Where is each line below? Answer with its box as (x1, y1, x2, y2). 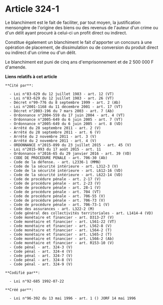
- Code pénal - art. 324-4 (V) (9, 249, 73, 254)
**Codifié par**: (5, 270, 40, 275)
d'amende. (5, 64, 27, 70)
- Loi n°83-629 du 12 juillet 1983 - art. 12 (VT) (9, 91, 114, 96)
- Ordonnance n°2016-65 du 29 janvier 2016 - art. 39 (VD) (9, 151, 132, 156)
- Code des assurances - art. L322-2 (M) (9, 206, 95, 211)
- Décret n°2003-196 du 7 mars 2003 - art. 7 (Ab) (9, 108, 114, 113)
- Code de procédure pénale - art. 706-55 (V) (9, 194, 106, 198)
